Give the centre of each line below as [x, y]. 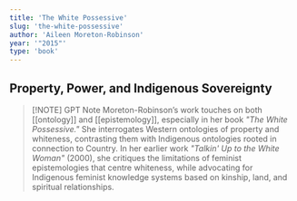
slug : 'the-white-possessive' [67, 26]
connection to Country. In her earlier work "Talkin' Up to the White [155, 148]
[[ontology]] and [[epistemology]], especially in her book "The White [159, 120]
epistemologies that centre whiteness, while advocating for [142, 167]
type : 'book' [34, 52]
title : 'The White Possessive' [69, 18]
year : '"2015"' [38, 43]
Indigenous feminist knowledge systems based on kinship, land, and [159, 177]
